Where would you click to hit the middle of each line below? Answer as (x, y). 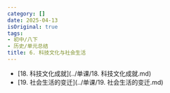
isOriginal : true (33, 27)
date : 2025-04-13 (33, 20)
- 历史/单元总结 (28, 46)
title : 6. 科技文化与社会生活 (47, 53)
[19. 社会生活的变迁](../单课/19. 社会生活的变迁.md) (90, 82)
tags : (15, 33)
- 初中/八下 (23, 40)
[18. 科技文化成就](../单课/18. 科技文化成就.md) (84, 73)
